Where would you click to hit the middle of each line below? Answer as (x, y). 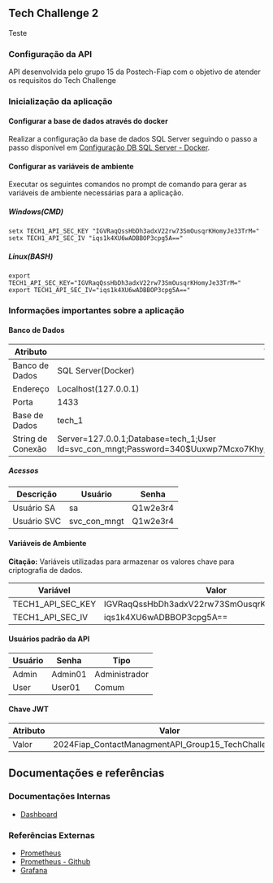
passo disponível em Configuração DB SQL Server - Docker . (109, 148)
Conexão (30, 448)
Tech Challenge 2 (54, 13)
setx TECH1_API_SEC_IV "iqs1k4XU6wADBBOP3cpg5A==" (96, 238)
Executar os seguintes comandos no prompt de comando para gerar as (128, 184)
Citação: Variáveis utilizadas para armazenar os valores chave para (121, 562)
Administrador (121, 674)
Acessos (24, 470)
